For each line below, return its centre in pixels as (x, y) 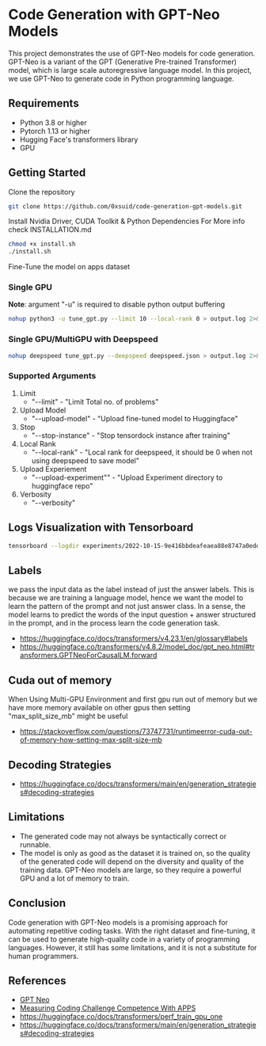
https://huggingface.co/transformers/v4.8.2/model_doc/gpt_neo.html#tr (137, 647)
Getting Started (47, 173)
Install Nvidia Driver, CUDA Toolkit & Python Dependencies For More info (127, 221)
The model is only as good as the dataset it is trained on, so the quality (135, 853)
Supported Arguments (52, 376)
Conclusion (37, 903)
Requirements (44, 103)
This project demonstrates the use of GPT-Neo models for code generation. (132, 53)
